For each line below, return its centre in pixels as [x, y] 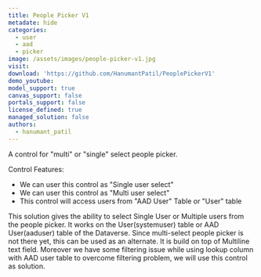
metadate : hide [33, 23]
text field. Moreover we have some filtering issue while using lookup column [131, 249]
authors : [22, 124]
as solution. [27, 266]
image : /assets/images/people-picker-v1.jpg [82, 59]
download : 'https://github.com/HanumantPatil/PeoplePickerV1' [112, 74]
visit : [19, 67]
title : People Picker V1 [49, 15]
